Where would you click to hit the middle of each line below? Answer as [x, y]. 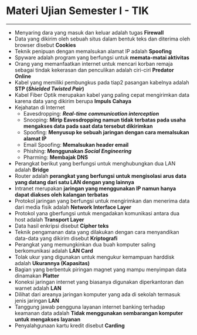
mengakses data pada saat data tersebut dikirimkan [88, 126]
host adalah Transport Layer [49, 219]
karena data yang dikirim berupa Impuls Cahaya [73, 101]
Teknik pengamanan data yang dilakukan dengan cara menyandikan [97, 232]
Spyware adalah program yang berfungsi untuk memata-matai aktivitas [102, 57]
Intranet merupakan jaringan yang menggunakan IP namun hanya [95, 188]
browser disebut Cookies [45, 45]
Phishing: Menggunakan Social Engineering [77, 151]
